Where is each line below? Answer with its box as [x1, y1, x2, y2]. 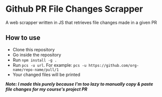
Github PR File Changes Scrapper [5, 3, 143, 15]
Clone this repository [12, 46, 55, 52]
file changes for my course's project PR [5, 86, 87, 92]
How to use [5, 34, 40, 42]
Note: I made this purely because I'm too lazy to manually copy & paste [5, 81, 153, 87]
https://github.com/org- [88, 63, 139, 68]
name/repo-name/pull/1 [12, 67, 59, 72]
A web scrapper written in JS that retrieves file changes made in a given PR [5, 19, 158, 25]
